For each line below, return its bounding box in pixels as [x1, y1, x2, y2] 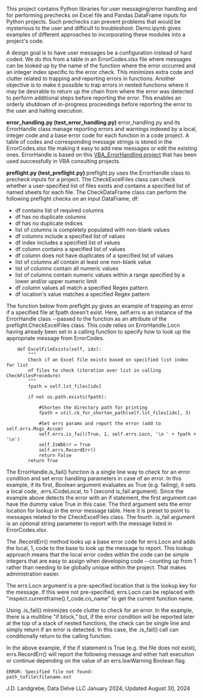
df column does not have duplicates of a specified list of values [15, 252, 174, 259]
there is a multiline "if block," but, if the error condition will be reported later [6, 613, 195, 620]
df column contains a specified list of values [15, 246, 125, 252]
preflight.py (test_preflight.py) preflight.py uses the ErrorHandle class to [6, 169, 191, 176]
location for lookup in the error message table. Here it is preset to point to [6, 507, 190, 514]
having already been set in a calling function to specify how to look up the [6, 328, 191, 335]
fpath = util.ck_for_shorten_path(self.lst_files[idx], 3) [38, 410, 191, 416]
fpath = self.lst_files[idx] [28, 383, 102, 389]
